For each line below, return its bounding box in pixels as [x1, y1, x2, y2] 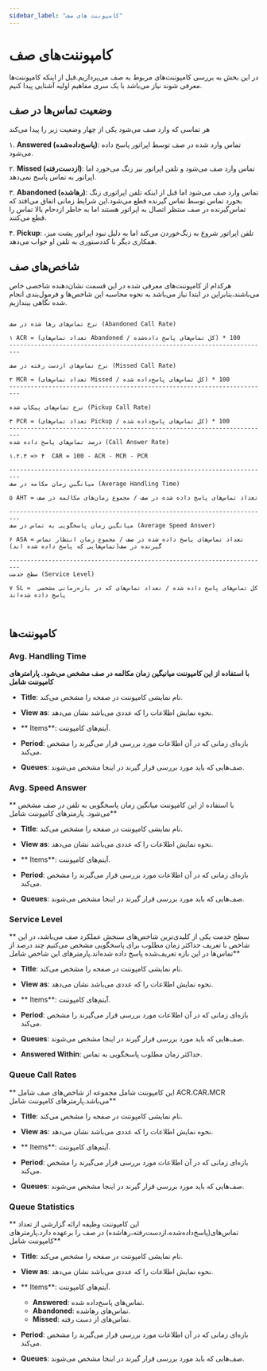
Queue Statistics [9, 1201, 75, 1212]
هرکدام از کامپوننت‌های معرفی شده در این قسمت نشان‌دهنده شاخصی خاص [9, 281, 232, 291]
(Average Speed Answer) [137, 522, 216, 530]
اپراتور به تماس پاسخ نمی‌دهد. [9, 172, 97, 182]
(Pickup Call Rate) [87, 404, 152, 411]
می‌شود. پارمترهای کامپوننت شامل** [9, 809, 118, 818]
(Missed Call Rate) [111, 362, 177, 370]
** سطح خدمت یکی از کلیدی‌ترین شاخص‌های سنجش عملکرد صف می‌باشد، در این [9, 932, 250, 941]
